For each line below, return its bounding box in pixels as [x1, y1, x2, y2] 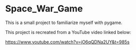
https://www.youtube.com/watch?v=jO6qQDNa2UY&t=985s [5, 38, 130, 45]
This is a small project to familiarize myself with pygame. [5, 19, 122, 25]
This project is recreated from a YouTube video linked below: [5, 29, 131, 35]
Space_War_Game [5, 3, 83, 14]
